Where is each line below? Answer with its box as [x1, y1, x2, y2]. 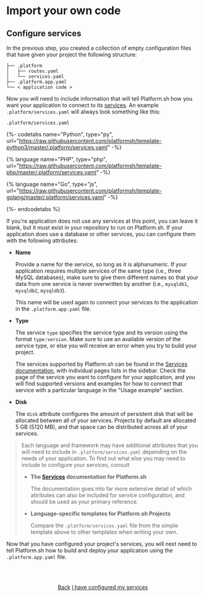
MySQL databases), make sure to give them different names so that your [15, 274, 199, 281]
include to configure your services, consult [21, 461, 130, 468]
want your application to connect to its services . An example [6, 102, 159, 109]
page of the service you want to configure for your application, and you [15, 374, 196, 380]
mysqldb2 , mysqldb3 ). [15, 287, 66, 294]
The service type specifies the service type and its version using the [15, 329, 188, 336]
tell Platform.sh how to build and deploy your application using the [6, 547, 173, 554]
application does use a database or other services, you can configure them [6, 231, 196, 237]
